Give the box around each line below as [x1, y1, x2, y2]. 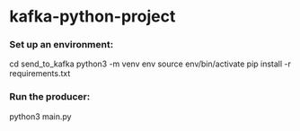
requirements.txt [9, 68, 71, 79]
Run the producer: [9, 91, 91, 103]
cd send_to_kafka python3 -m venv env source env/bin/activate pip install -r [9, 58, 292, 69]
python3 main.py [9, 110, 72, 122]
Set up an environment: [9, 39, 114, 51]
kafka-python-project [9, 6, 176, 27]
